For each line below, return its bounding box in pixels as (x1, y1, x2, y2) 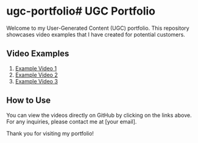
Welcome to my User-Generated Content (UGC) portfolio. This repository (6, 24, 190, 32)
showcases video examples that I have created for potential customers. (6, 30, 186, 38)
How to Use (6, 96, 51, 106)
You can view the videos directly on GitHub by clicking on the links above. (6, 111, 192, 119)
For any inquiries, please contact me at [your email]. (6, 117, 137, 125)
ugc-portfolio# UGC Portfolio (6, 4, 155, 18)
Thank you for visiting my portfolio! (6, 130, 94, 137)
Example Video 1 (15, 65, 57, 72)
